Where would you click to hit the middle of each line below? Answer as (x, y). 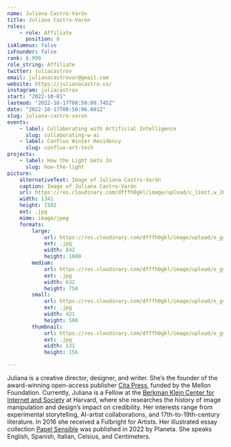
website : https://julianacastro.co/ (59, 84)
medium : (43, 263)
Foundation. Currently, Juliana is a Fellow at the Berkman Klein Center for (111, 392)
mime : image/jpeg (44, 218)
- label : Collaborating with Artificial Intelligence (98, 129)
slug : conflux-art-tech (59, 148)
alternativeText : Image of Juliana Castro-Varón (90, 179)
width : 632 (59, 282)
